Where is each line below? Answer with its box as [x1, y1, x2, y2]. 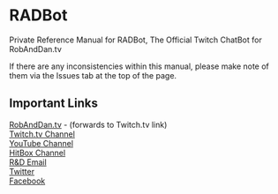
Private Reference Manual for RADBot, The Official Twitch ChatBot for [9, 34, 262, 45]
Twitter [9, 166, 35, 176]
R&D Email [9, 156, 47, 168]
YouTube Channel [9, 138, 73, 148]
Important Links [9, 96, 99, 111]
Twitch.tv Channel [9, 129, 75, 139]
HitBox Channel [9, 147, 66, 158]
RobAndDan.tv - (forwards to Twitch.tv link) [9, 119, 168, 130]
